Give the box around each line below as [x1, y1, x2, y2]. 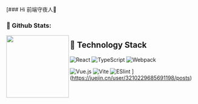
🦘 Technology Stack [70, 40, 147, 50]
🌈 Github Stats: [6, 21, 51, 30]
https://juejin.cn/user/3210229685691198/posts [71, 74, 190, 81]
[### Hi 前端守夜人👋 [6, 6, 57, 13]
